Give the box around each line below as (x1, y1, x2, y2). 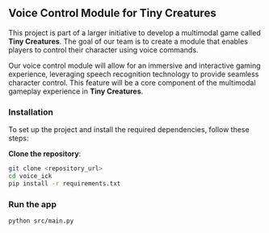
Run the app (8, 198, 57, 210)
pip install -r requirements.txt (8, 179, 121, 188)
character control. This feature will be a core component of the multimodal (8, 77, 256, 87)
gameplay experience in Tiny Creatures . (8, 86, 144, 96)
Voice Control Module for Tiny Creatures (8, 6, 216, 20)
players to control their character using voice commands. (8, 44, 199, 55)
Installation (8, 106, 54, 118)
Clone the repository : (8, 149, 82, 159)
